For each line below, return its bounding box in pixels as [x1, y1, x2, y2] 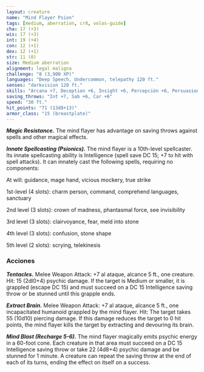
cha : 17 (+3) [6, 25, 39, 32]
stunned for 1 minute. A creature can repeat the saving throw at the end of [6, 352, 192, 359]
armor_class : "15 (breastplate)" [6, 110, 91, 117]
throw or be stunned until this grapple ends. [6, 289, 116, 297]
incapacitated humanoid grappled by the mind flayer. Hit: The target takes [6, 308, 191, 316]
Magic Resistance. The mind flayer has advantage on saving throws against [6, 127, 198, 134]
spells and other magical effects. [6, 134, 88, 141]
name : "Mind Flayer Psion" [6, 15, 75, 21]
